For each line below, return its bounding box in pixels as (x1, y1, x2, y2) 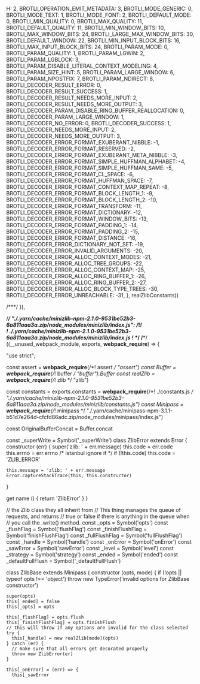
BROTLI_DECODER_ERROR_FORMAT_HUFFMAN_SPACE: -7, (6, 177, 153, 184)
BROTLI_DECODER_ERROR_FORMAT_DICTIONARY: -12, (6, 209, 143, 216)
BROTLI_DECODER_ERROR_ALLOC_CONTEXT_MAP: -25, (6, 266, 146, 273)
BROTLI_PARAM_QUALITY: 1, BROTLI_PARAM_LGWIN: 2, (6, 50, 145, 56)
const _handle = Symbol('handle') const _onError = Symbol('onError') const (6, 538, 192, 545)
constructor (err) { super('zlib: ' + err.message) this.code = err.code (6, 443, 173, 450)
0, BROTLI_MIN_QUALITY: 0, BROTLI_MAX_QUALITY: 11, (6, 18, 144, 25)
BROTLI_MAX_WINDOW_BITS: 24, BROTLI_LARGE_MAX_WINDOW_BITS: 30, (6, 31, 195, 38)
